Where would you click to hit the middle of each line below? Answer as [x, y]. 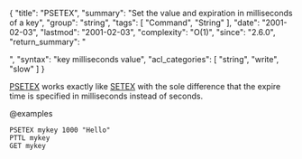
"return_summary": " [48, 42]
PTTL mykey [30, 138]
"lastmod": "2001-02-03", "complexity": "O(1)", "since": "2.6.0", [158, 32]
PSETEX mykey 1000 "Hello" [60, 130]
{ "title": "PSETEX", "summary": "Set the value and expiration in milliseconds [151, 13]
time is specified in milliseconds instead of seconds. [106, 96]
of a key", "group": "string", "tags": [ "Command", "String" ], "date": [134, 23]
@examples [31, 113]
